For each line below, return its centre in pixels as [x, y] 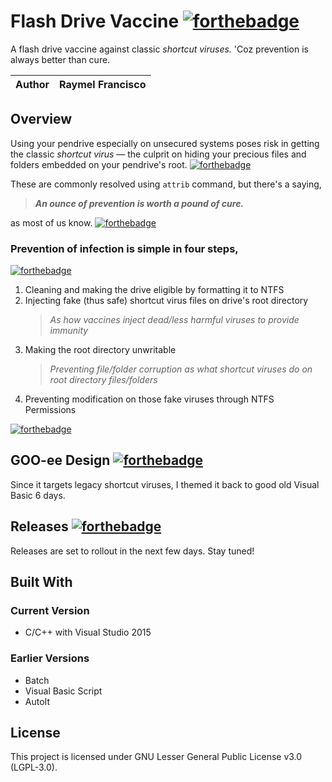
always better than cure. [60, 59]
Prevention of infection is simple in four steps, [124, 248]
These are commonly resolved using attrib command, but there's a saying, [166, 184]
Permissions [50, 410]
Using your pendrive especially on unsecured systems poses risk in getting [165, 143]
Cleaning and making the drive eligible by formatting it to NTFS [154, 290]
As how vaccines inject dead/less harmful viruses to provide [174, 320]
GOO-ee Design [60, 460]
